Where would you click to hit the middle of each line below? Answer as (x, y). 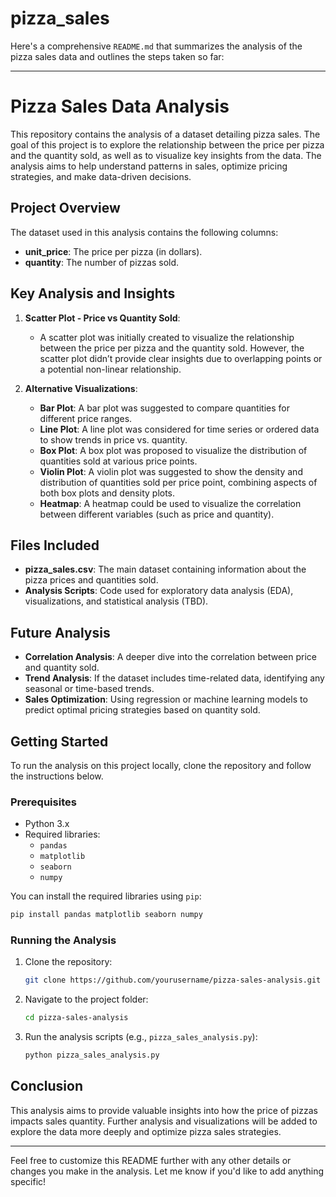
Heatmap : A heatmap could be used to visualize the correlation (170, 503)
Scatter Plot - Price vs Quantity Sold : (102, 318)
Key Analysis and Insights (93, 293)
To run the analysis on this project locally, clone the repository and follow (161, 765)
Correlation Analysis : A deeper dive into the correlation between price (170, 657)
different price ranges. (86, 418)
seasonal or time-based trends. (89, 689)
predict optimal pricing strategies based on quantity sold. (142, 710)
